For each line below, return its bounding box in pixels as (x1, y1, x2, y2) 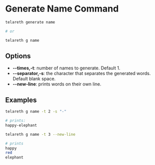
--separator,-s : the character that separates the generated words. (12, 70, 151, 76)
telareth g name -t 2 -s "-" (5, 109, 67, 114)
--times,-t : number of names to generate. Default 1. (12, 65, 121, 71)
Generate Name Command (5, 3, 119, 15)
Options (5, 51, 31, 60)
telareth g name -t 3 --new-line (5, 132, 76, 137)
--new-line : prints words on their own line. (12, 81, 102, 87)
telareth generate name (5, 20, 56, 25)
